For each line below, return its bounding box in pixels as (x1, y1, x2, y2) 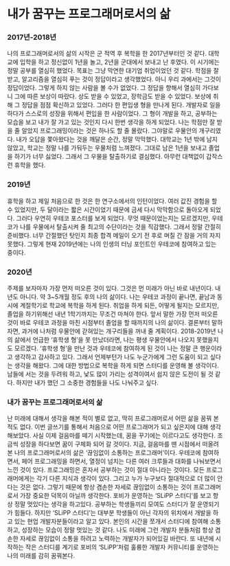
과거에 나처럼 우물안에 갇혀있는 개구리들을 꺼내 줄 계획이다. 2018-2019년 (21, 327, 216, 335)
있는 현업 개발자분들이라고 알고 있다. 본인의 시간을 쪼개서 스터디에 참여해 (14, 517, 209, 525)
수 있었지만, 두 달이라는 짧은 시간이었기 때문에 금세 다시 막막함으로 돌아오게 (7, 205, 209, 214)
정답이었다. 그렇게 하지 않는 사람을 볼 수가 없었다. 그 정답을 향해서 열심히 (7, 84, 201, 92)
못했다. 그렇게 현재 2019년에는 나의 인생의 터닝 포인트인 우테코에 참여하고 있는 (7, 240, 217, 248)
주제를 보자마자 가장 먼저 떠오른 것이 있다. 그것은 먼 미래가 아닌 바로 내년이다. (7, 284, 214, 293)
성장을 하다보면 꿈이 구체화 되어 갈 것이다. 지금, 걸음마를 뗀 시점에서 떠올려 (19, 440, 220, 449)
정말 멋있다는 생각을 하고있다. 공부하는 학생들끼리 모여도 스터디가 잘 (14, 500, 196, 508)
